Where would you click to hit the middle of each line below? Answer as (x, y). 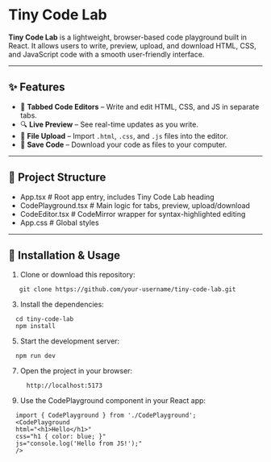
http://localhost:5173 (65, 386)
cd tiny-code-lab (45, 319)
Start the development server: (70, 341)
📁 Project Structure (57, 178)
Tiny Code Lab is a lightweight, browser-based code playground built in (128, 37)
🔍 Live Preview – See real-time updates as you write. (109, 124)
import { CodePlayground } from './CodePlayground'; (106, 416)
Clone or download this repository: (77, 275)
